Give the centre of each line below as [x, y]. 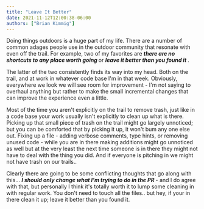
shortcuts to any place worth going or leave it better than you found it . [98, 60]
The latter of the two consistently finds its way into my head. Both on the [97, 72]
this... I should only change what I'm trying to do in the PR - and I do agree [101, 180]
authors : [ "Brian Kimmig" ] [40, 23]
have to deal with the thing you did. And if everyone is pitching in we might [100, 155]
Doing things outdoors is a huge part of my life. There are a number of [94, 41]
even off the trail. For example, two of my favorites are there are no [91, 54]
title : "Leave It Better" [39, 12]
